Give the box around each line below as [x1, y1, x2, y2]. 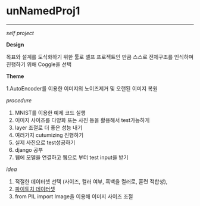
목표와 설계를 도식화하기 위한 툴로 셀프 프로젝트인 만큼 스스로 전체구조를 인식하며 [6, 53, 194, 60]
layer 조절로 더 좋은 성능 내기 [14, 124, 83, 131]
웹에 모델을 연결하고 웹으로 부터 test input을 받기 [14, 154, 129, 161]
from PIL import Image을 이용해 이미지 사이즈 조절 [14, 192, 133, 200]
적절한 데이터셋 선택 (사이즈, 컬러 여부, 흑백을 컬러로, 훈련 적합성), [14, 177, 168, 185]
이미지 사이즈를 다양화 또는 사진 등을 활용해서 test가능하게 [14, 116, 150, 123]
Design [6, 40, 24, 48]
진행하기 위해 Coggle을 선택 [6, 61, 72, 68]
